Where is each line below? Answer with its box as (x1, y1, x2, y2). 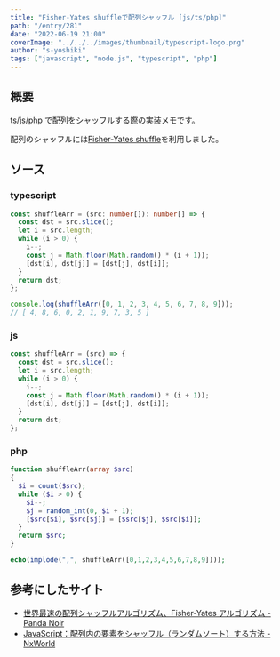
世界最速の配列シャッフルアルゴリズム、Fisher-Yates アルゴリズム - (22, 607, 272, 618)
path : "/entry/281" (10, 21, 83, 30)
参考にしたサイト (10, 582, 104, 597)
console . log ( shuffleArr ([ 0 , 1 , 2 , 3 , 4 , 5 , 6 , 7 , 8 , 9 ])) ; (10, 300, 234, 309)
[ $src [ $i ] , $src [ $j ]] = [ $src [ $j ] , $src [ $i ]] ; (26, 515, 202, 524)
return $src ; (18, 531, 67, 541)
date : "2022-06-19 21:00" (10, 29, 106, 38)
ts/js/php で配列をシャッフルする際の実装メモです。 (10, 115, 200, 125)
